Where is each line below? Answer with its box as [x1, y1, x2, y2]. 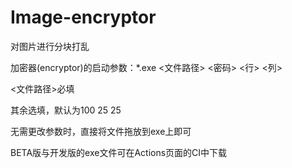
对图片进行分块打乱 [10, 40, 90, 52]
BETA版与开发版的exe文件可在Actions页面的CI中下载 [10, 146, 228, 158]
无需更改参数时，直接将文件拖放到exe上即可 [10, 125, 192, 137]
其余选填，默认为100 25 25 [10, 104, 122, 116]
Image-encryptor [10, 6, 157, 29]
